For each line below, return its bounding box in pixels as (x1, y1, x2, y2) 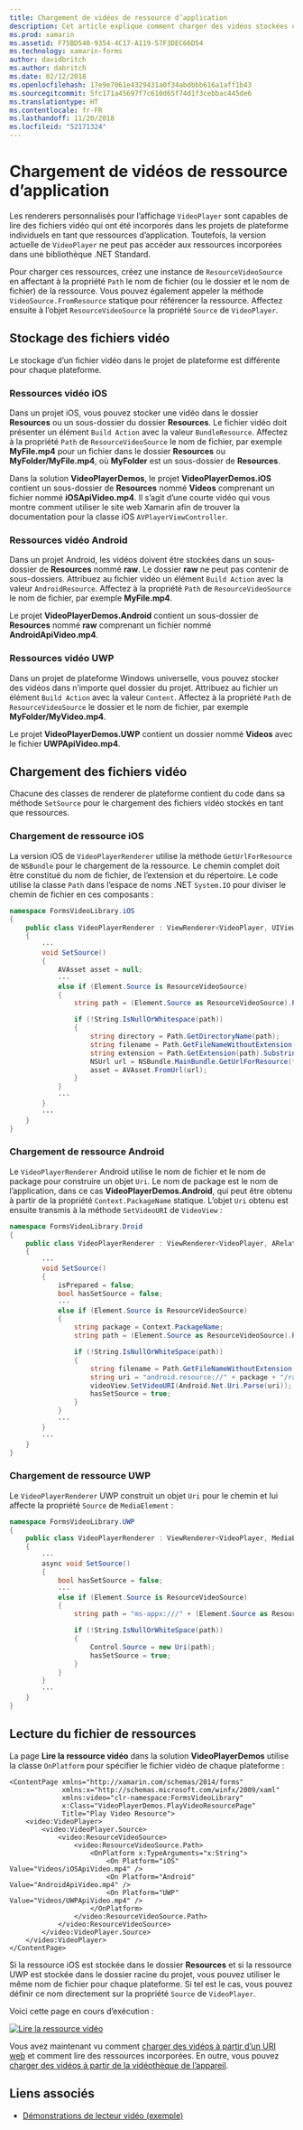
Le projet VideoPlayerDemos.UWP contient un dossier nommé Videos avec (9, 728, 293, 739)
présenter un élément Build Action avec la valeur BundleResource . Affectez (9, 426, 289, 438)
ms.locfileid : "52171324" (9, 123, 106, 132)
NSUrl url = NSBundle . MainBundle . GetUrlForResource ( (89, 1057, 293, 1066)
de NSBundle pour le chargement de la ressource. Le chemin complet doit (9, 860, 280, 871)
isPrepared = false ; (57, 1280, 135, 1290)
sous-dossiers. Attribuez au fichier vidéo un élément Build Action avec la (9, 574, 284, 584)
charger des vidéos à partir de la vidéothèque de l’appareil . (9, 2060, 229, 2070)
